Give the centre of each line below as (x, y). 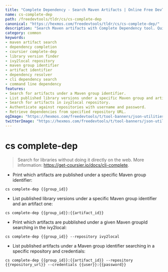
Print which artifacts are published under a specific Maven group (79, 175)
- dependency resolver (29, 75)
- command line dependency (33, 84)
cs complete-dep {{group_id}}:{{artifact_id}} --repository (69, 260)
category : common (23, 33)
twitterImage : (20, 121)
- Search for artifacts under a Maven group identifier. (66, 93)
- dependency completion (31, 47)
